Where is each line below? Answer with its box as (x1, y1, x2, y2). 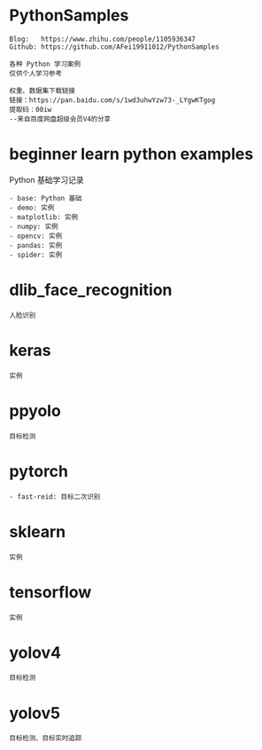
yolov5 (9, 703, 60, 723)
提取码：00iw (9, 105, 52, 114)
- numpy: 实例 (9, 222, 59, 231)
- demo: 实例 (9, 203, 55, 212)
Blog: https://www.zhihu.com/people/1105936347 (9, 35, 196, 43)
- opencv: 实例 (9, 232, 63, 241)
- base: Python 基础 (9, 193, 82, 202)
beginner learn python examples (9, 144, 254, 164)
